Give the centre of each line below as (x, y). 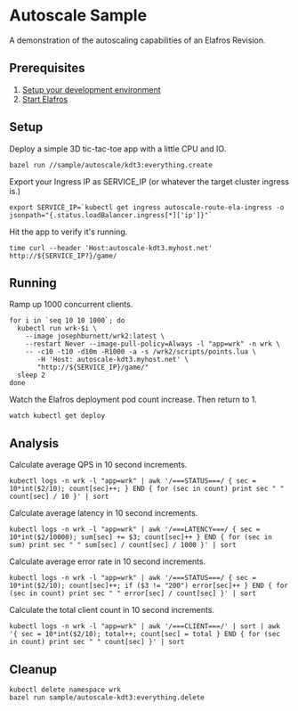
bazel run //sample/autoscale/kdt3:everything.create (111, 165)
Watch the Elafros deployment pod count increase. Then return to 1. (133, 400)
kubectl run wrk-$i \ (57, 329)
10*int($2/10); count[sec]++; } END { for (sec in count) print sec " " (147, 489)
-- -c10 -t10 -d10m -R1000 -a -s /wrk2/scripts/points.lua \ (141, 352)
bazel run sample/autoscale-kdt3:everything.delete (107, 698)
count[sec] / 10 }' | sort (59, 497)
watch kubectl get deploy (57, 416)
